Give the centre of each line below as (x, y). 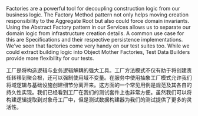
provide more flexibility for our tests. (50, 58)
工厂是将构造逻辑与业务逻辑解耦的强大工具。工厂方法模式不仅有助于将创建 (96, 70)
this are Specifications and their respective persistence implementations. (95, 40)
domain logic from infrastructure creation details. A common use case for (95, 33)
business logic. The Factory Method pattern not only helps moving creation (97, 15)
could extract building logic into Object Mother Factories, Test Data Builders (98, 52)
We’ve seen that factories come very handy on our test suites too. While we (98, 46)
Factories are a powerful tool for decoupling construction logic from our (93, 8)
